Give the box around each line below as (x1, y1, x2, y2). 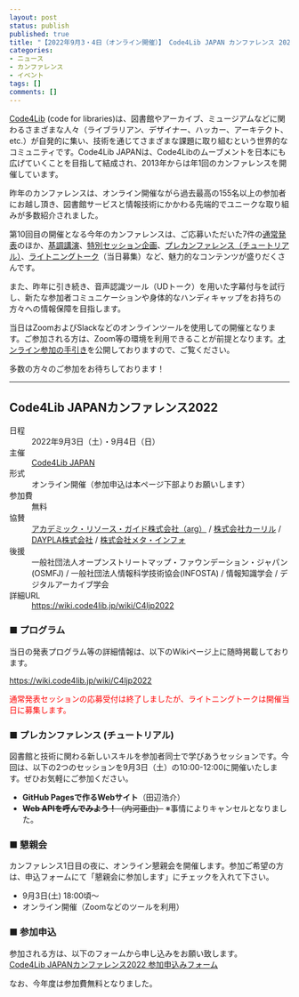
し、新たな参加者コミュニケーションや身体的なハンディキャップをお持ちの (9, 292, 282, 302)
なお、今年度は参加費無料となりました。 (9, 977, 158, 988)
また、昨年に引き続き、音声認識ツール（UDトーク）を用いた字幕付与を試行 (9, 281, 286, 292)
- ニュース (9, 54, 44, 63)
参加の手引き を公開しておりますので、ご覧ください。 (39, 344, 235, 355)
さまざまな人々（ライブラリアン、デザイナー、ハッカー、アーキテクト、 (24, 124, 288, 134)
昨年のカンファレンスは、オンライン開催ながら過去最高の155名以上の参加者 (9, 188, 287, 198)
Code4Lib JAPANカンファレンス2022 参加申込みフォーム (9, 959, 218, 969)
